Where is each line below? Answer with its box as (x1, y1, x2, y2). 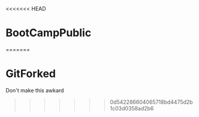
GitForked (5, 67, 56, 80)
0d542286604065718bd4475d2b (110, 98, 193, 106)
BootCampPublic (5, 26, 92, 40)
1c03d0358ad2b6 (110, 104, 154, 112)
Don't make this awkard (5, 86, 64, 94)
